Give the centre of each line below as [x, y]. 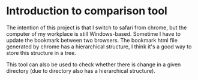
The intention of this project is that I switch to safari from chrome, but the [97, 27]
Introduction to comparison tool [87, 11]
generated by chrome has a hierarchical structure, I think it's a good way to [99, 47]
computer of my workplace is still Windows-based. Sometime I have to [94, 33]
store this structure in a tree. [41, 53]
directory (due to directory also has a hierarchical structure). [81, 70]
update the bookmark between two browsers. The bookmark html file [92, 40]
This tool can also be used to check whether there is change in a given [94, 64]
